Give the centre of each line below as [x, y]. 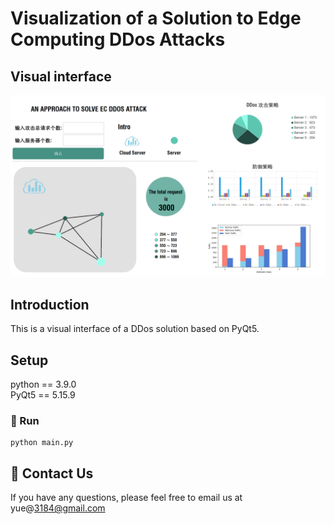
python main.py [42, 443]
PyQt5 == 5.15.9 [43, 395]
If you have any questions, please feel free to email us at [126, 498]
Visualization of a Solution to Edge [156, 18]
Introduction [50, 304]
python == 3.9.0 [43, 384]
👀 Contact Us [52, 473]
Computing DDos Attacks [118, 39]
